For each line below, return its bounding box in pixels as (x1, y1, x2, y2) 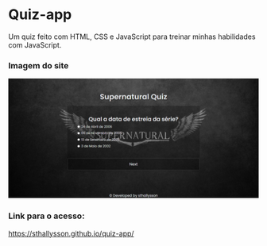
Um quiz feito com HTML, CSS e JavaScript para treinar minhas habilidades (8, 32, 256, 41)
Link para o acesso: (8, 210, 85, 221)
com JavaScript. (8, 40, 62, 49)
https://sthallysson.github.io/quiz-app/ (8, 229, 134, 238)
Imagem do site (8, 60, 69, 71)
